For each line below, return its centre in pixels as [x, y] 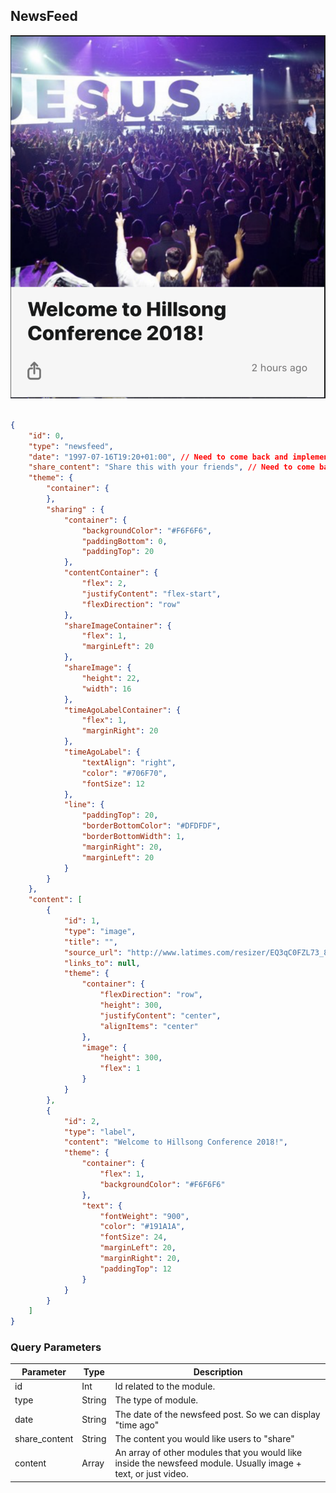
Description [218, 1371]
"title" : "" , [90, 942]
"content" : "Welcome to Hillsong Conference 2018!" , [175, 1142]
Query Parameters [56, 1347]
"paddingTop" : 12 [135, 1269]
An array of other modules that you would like [208, 1453]
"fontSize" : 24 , [133, 1237]
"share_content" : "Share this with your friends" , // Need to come [171, 467]
